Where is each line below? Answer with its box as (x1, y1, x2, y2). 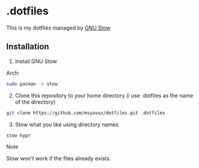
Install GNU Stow (14, 57, 57, 64)
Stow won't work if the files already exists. (6, 155, 111, 162)
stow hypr (6, 132, 31, 138)
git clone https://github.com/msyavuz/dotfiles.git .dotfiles (6, 110, 165, 116)
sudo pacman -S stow (6, 81, 58, 87)
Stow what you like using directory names (14, 120, 119, 128)
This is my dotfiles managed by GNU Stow (6, 24, 111, 31)
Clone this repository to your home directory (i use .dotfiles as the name (14, 92, 194, 99)
